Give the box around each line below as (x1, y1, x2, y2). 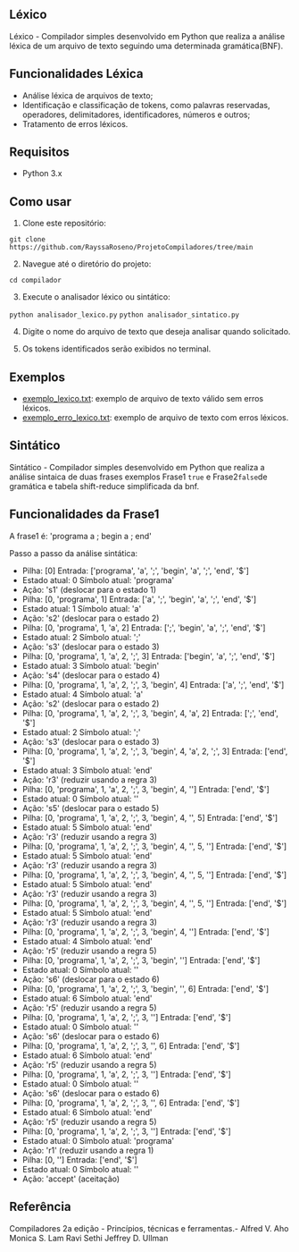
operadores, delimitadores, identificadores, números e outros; (21, 109, 251, 120)
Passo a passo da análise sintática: (9, 547, 138, 558)
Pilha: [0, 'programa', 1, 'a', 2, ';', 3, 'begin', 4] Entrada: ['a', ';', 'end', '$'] (21, 679, 285, 689)
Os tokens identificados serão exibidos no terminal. (21, 343, 212, 354)
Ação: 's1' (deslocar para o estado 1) (21, 584, 157, 595)
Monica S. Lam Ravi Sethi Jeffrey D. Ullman (9, 1232, 169, 1243)
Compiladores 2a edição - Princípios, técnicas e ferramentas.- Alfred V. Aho (9, 1222, 289, 1233)
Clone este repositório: (21, 218, 107, 229)
